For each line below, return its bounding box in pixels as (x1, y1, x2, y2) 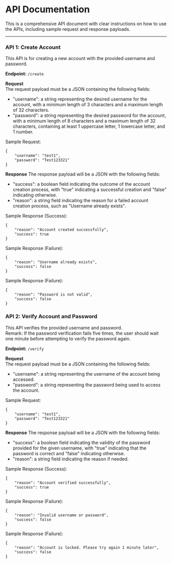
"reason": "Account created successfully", (14, 227, 109, 232)
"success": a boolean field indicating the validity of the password (12, 439, 150, 445)
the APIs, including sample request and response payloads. (5, 26, 131, 32)
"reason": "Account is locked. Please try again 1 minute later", (14, 545, 159, 550)
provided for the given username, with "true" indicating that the (12, 445, 147, 451)
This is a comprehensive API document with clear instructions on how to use (5, 21, 167, 27)
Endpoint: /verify (5, 345, 44, 352)
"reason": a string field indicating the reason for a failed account (12, 198, 148, 204)
